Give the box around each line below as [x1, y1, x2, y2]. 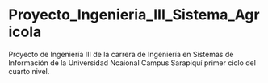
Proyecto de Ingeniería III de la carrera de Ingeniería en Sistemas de [8, 49, 234, 59]
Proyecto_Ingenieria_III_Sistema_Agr [8, 6, 260, 24]
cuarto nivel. [8, 66, 50, 76]
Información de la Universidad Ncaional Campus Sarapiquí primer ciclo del [8, 58, 257, 68]
